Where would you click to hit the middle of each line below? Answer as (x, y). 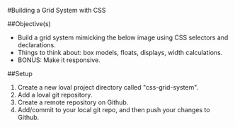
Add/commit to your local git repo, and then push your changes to (114, 110)
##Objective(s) (29, 24)
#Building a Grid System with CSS (57, 10)
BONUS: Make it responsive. (59, 60)
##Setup (20, 74)
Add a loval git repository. (55, 95)
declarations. (36, 45)
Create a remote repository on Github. (73, 102)
